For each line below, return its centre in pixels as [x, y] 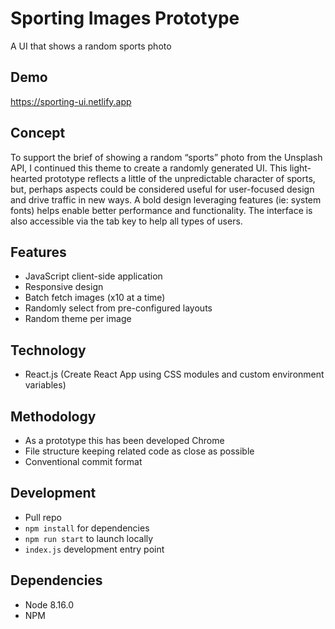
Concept [38, 133]
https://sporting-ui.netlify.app [71, 101]
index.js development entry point [94, 549]
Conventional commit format [83, 461]
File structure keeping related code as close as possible [139, 451]
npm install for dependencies [87, 528]
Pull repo [43, 517]
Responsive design [64, 287]
